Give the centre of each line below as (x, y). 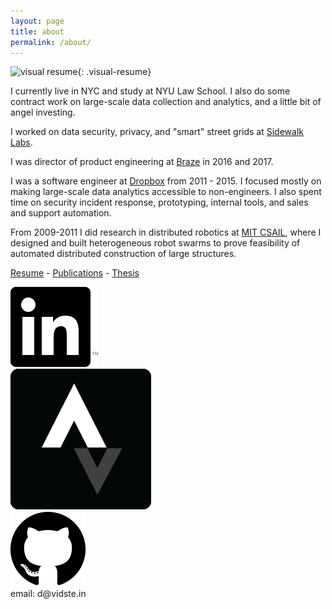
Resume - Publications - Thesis (75, 273)
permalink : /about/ (51, 42)
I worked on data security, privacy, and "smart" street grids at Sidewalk (157, 132)
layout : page (37, 21)
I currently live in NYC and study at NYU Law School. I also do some (150, 91)
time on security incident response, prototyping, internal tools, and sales (159, 202)
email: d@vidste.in (48, 594)
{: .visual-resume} (114, 72)
